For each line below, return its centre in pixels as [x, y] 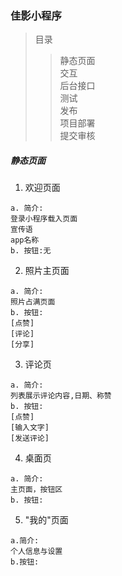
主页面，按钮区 [36, 490]
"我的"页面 [46, 520]
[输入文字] [30, 428]
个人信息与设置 [36, 552]
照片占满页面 [33, 302]
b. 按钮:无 [31, 251]
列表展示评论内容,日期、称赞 [61, 396]
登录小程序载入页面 [44, 219]
